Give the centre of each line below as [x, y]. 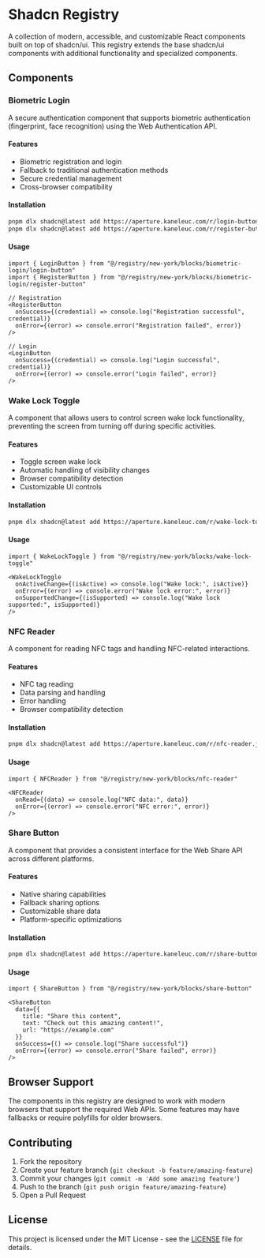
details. [20, 1247]
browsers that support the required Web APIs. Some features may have [124, 1110]
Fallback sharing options [60, 903]
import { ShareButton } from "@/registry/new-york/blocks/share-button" [130, 989]
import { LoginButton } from [56, 263]
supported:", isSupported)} [54, 605]
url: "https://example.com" [68, 1030]
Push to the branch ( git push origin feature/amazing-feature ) [123, 1186]
